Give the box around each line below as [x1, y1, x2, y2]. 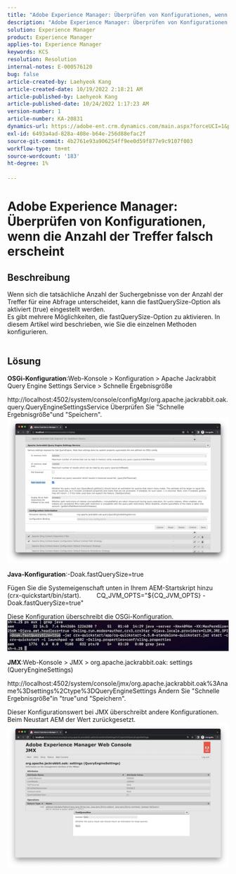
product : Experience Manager [7, 34, 93, 41]
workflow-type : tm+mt [7, 145, 71, 152]
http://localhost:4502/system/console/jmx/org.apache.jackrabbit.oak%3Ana [7, 679, 228, 687]
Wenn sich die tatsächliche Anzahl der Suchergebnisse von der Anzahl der [7, 290, 223, 299]
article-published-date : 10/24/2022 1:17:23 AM [7, 101, 150, 108]
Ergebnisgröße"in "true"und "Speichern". [7, 694, 126, 702]
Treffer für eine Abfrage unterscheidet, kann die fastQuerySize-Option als [7, 298, 221, 306]
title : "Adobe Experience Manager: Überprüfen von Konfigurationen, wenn [7, 11, 228, 18]
